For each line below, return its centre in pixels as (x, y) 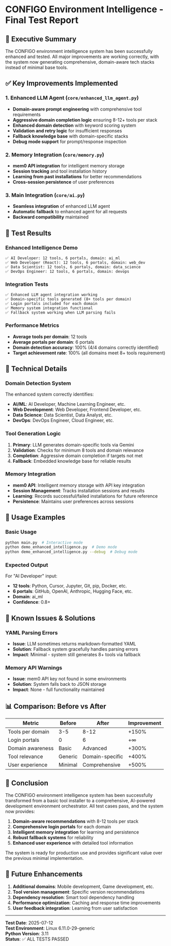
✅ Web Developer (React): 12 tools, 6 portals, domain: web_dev (75, 262)
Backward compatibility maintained (51, 217)
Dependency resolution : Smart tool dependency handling (74, 897)
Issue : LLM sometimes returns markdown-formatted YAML (74, 644)
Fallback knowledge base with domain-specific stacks (70, 136)
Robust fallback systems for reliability (53, 838)
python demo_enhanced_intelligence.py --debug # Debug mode (72, 552)
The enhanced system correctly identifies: (50, 394)
